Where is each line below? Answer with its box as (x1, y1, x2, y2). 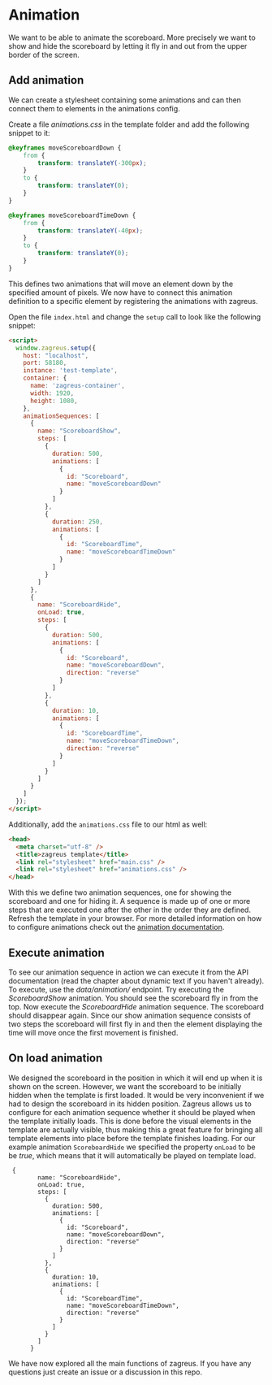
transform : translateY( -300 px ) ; (37, 158, 148, 167)
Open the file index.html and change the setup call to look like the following (8, 311, 261, 322)
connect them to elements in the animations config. (8, 103, 180, 113)
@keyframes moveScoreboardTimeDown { (8, 211, 136, 219)
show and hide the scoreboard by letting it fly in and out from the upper (8, 41, 248, 50)
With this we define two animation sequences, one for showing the (8, 888, 232, 897)
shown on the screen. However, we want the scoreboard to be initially (8, 1081, 242, 1091)
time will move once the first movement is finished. (8, 1027, 179, 1037)
